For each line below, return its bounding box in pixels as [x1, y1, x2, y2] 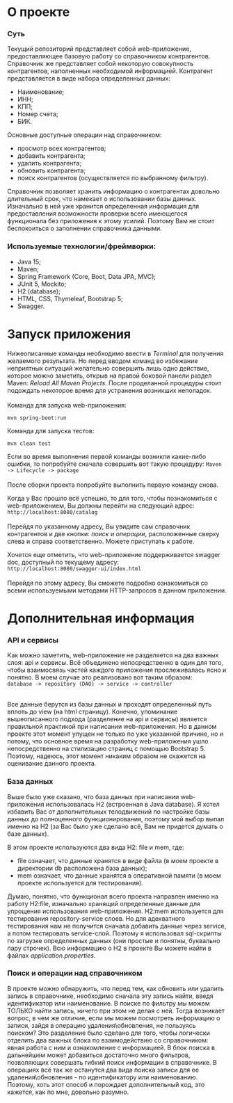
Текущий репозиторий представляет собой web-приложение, [7, 45, 191, 53]
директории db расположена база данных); [17, 864, 147, 872]
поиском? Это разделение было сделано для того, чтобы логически [7, 1029, 210, 1037]
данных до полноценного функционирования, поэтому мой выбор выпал [7, 814, 225, 823]
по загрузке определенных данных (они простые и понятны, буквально [7, 936, 220, 944]
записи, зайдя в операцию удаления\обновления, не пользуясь [7, 1021, 196, 1029]
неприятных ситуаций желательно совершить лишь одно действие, [7, 364, 210, 372]
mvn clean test [7, 440, 51, 447]
